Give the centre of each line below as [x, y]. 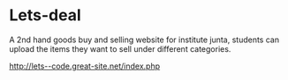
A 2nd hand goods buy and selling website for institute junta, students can [144, 40]
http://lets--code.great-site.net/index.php [85, 66]
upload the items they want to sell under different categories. [120, 48]
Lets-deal [45, 15]
